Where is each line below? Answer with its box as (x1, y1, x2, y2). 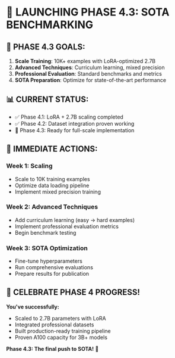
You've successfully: (6, 303, 59, 310)
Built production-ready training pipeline (14, 327, 111, 334)
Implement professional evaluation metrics (14, 223, 119, 230)
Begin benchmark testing (14, 229, 77, 236)
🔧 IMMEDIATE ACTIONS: (6, 144, 98, 154)
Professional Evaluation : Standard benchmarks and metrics (14, 70, 162, 77)
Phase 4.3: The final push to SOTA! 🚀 (6, 345, 99, 352)
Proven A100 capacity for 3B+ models (14, 334, 108, 341)
